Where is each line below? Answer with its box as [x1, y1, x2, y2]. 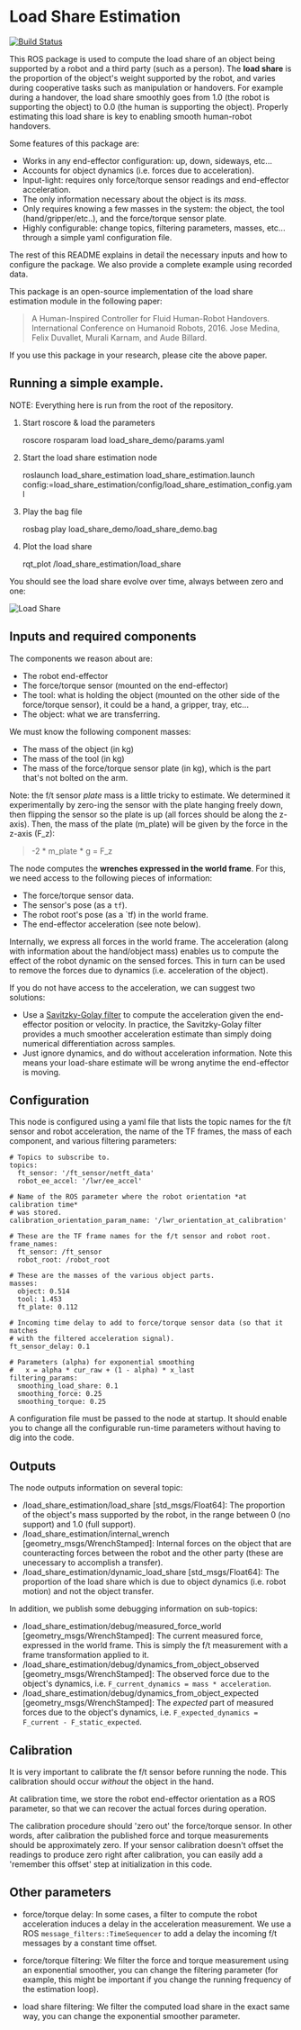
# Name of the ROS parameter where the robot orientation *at [9, 1192, 247, 1201]
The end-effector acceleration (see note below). [22, 919, 201, 929]
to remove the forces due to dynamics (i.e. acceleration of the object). [9, 965, 269, 975]
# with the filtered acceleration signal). [9, 1335, 175, 1344]
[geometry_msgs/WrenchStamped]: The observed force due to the [22, 1669, 270, 1680]
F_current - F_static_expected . [22, 1717, 142, 1727]
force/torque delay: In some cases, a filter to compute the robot [22, 1908, 258, 1919]
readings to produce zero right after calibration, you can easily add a [9, 1849, 263, 1860]
